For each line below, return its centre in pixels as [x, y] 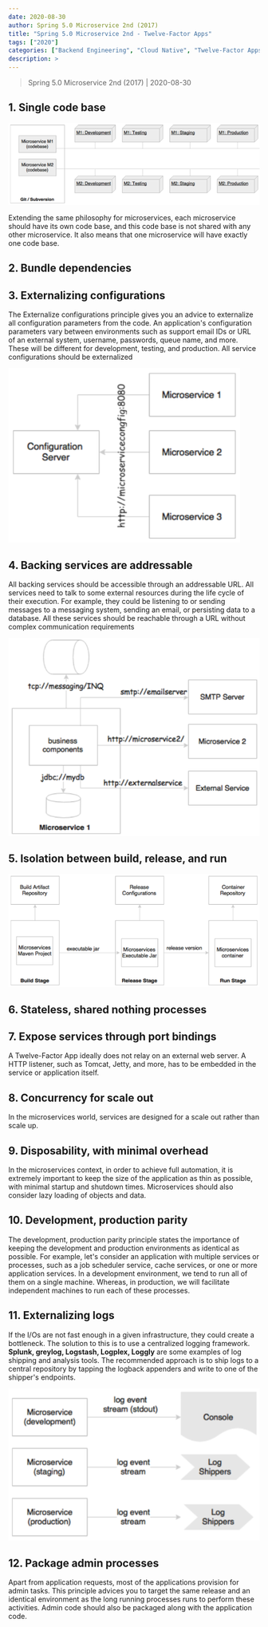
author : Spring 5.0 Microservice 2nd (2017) [83, 25]
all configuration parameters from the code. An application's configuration [130, 323]
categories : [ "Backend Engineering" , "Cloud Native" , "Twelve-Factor [126, 51]
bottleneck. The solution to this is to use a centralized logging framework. [129, 1343]
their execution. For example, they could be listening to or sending [117, 602]
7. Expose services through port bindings [112, 1037]
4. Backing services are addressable [100, 565]
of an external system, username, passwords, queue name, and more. [123, 340]
